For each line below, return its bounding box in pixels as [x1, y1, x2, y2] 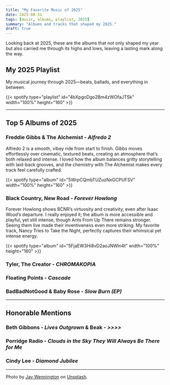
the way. [6, 51, 24, 57]
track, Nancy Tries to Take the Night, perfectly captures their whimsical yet [6, 227, 161, 233]
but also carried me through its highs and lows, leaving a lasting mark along [6, 45, 163, 52]
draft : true [6, 26, 31, 31]
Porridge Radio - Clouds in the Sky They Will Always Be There [6, 338, 160, 345]
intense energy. [6, 233, 38, 239]
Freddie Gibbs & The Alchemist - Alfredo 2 [6, 134, 111, 141]
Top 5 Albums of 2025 [6, 119, 77, 127]
